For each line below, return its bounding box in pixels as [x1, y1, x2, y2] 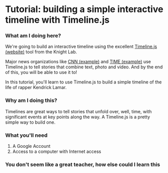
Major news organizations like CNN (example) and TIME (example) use [5, 59, 151, 65]
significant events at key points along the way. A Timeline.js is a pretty [5, 114, 150, 120]
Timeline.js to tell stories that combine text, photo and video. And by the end [5, 64, 163, 70]
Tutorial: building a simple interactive [5, 4, 163, 15]
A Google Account [12, 143, 51, 149]
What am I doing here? [5, 32, 61, 39]
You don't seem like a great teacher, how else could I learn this [5, 161, 160, 168]
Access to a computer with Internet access [12, 148, 101, 154]
